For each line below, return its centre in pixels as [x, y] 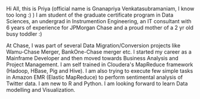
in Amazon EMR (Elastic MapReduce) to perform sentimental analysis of [95, 77]
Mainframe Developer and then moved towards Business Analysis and [92, 58]
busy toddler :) [24, 34]
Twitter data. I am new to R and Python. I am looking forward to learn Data [97, 83]
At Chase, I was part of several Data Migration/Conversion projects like [93, 45]
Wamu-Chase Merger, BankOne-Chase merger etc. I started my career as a [99, 52]
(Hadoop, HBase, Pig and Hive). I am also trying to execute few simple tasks [100, 71]
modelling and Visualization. [41, 90]
